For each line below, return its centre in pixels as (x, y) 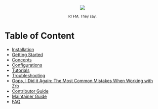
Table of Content (40, 36)
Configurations (27, 65)
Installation (23, 49)
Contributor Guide (30, 91)
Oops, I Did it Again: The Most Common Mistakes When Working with (82, 81)
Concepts (22, 60)
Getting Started (27, 54)
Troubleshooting (28, 75)
